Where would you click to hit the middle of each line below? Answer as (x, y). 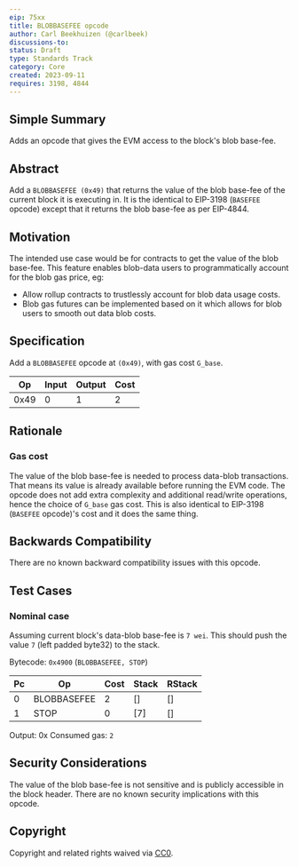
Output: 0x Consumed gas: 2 (61, 736)
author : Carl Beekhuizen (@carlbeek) (79, 34)
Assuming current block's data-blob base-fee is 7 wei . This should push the (148, 635)
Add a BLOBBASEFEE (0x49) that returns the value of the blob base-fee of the (147, 190)
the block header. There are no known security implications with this (134, 794)
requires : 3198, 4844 (49, 84)
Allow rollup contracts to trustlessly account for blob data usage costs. (151, 295)
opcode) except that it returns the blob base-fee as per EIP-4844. (129, 209)
